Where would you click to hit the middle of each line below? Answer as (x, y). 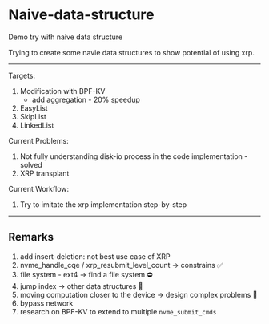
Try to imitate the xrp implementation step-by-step (103, 204)
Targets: (22, 75)
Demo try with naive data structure (66, 37)
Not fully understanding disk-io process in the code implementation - (134, 156)
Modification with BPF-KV (62, 91)
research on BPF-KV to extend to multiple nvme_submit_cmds (118, 311)
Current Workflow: (39, 188)
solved (31, 164)
